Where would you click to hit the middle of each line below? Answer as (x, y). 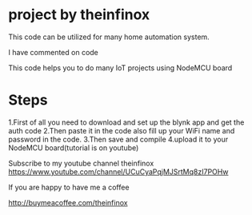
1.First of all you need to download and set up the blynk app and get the (126, 122)
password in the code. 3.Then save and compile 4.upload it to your (118, 139)
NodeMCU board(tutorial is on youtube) (74, 147)
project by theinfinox (79, 15)
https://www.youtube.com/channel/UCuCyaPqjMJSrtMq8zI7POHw (118, 171)
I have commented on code (53, 52)
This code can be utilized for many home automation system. (109, 37)
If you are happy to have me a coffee (69, 187)
